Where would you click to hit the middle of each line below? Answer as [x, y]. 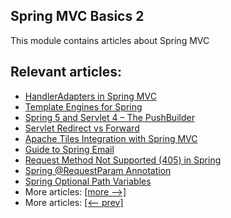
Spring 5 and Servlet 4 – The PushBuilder [109, 117]
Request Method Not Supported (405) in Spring [123, 160]
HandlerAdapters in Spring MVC [90, 96]
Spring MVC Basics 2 [77, 16]
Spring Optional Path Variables [88, 181]
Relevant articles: [66, 72]
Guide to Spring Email [69, 149]
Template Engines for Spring [83, 106]
